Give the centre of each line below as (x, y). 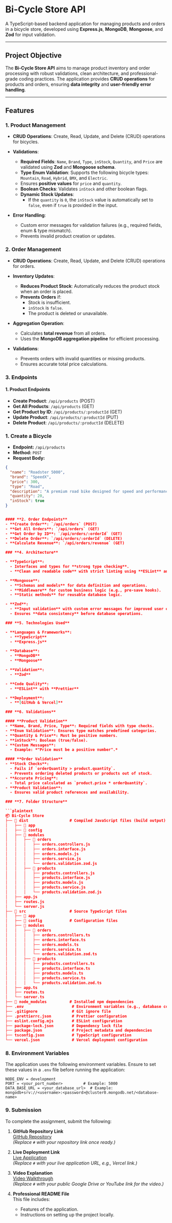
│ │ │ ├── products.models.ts (44, 973)
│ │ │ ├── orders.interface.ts (46, 940)
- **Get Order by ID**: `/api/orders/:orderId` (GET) (64, 534)
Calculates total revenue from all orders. (63, 333)
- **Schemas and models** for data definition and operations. (79, 585)
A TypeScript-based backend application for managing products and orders (85, 24)
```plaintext (19, 811)
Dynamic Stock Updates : (47, 195)
